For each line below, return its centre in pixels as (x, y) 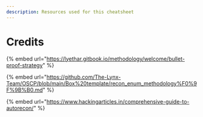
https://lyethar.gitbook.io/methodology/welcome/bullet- (115, 59)
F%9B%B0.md (25, 90)
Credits (25, 42)
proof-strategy (25, 65)
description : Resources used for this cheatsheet (70, 12)
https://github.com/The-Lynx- (84, 77)
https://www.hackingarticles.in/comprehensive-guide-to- (118, 101)
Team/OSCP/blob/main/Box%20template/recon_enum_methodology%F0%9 (101, 83)
